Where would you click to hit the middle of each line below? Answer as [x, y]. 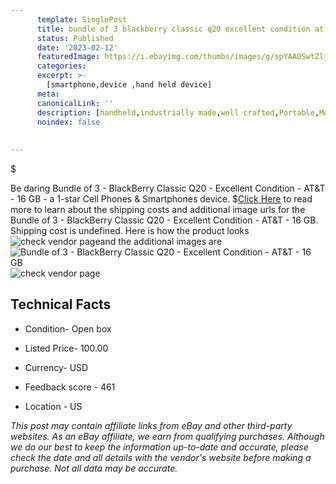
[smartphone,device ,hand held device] [129, 85]
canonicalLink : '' [75, 103]
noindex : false [68, 122]
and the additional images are [161, 241]
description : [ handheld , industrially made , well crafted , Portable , [178, 112]
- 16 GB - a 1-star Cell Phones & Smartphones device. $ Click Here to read [161, 199]
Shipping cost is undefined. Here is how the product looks [130, 230]
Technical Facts [61, 304]
